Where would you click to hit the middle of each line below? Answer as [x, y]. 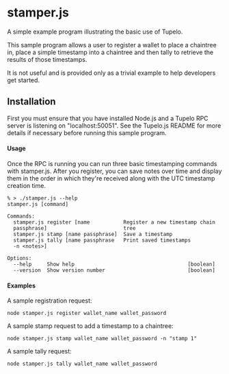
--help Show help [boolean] [114, 264]
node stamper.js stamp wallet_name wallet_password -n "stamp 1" [102, 339]
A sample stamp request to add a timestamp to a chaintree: [90, 326]
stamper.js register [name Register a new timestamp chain [114, 222]
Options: [19, 258]
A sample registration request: [50, 301]
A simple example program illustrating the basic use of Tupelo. [95, 32]
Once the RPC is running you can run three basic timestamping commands [112, 163]
